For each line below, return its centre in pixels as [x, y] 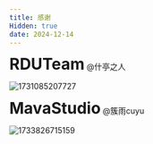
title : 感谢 [30, 17]
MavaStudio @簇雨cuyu [77, 109]
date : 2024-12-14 [42, 34]
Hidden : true [34, 26]
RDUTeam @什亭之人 [68, 64]
